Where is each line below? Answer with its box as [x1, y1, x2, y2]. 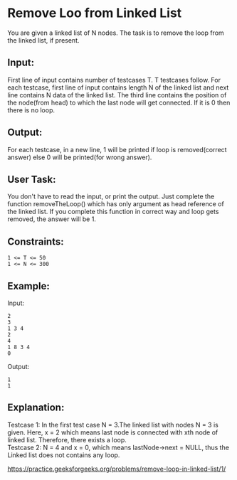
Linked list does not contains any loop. [7, 450, 120, 459]
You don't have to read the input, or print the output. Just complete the [7, 192, 215, 201]
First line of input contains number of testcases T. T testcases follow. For [7, 75, 221, 84]
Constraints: [7, 235, 64, 247]
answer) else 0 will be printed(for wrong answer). [7, 153, 152, 161]
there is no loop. [7, 105, 56, 114]
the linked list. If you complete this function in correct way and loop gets [7, 208, 219, 216]
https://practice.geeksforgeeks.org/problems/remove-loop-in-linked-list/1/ [7, 464, 226, 473]
